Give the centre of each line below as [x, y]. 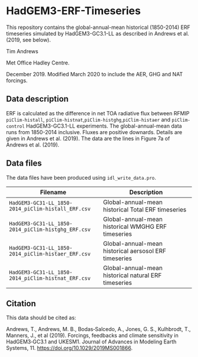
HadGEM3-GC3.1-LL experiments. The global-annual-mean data [104, 126]
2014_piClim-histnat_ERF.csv [50, 278]
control [16, 126]
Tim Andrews [22, 51]
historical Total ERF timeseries [145, 209]
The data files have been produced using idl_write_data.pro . [81, 177]
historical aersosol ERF [135, 251]
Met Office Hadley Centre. [38, 63]
